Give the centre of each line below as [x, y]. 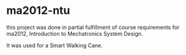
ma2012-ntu [38, 11]
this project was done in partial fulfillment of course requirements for [93, 27]
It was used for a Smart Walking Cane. [54, 45]
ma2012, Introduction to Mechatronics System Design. [75, 33]
